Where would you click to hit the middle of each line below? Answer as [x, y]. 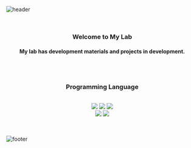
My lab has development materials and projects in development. [102, 51]
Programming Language [102, 87]
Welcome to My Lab [102, 36]
